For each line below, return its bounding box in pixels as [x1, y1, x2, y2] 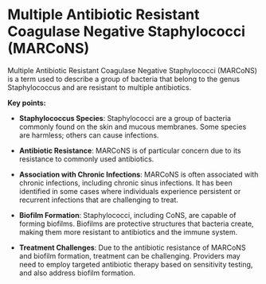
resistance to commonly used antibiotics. [18, 154, 155, 164]
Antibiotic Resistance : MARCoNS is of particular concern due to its [18, 146, 241, 155]
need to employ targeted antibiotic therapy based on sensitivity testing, [18, 259, 253, 269]
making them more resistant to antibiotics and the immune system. [18, 227, 238, 236]
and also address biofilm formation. [18, 268, 136, 278]
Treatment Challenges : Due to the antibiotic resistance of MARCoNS [18, 243, 246, 252]
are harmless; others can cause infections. [18, 130, 159, 140]
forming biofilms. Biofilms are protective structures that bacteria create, [18, 219, 254, 228]
